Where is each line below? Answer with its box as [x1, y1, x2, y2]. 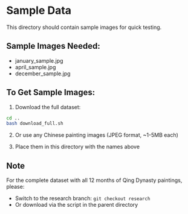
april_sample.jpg [15, 63, 56, 71]
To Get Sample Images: [6, 87, 96, 98]
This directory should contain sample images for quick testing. [6, 24, 162, 31]
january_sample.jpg [15, 57, 63, 64]
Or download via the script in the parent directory [15, 201, 138, 209]
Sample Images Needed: [6, 41, 101, 51]
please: [6, 183, 25, 190]
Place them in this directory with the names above [15, 143, 140, 151]
